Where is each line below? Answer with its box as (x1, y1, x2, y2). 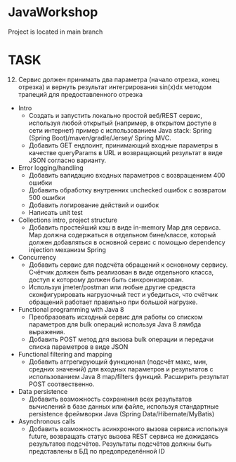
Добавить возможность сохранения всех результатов (28, 395, 192, 403)
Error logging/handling (18, 163, 84, 172)
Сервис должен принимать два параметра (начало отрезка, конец (18, 75, 220, 84)
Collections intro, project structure (18, 216, 118, 224)
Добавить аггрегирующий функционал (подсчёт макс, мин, (28, 357, 208, 366)
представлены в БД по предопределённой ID (28, 447, 166, 455)
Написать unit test (28, 208, 83, 216)
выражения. (28, 327, 65, 336)
